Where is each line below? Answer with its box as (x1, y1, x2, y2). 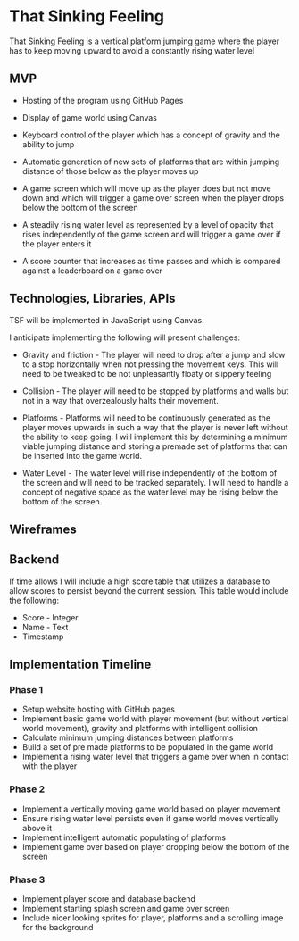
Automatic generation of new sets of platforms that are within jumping (21, 156, 280, 167)
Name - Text (21, 621, 69, 632)
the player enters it (21, 238, 92, 249)
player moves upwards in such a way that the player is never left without (21, 421, 288, 432)
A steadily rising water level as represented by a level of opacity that (21, 219, 274, 229)
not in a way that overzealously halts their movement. (21, 395, 219, 405)
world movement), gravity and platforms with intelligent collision (21, 723, 259, 734)
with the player (21, 761, 78, 771)
